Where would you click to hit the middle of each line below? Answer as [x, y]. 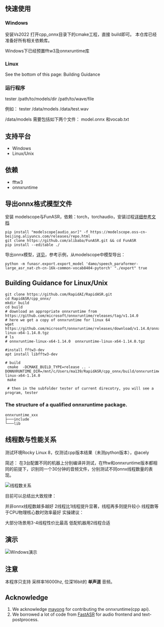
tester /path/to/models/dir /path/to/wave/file [50, 99]
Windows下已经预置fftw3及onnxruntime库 [47, 51]
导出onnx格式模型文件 [39, 204]
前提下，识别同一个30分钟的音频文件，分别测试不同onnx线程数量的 [81, 469]
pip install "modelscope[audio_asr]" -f [47, 232]
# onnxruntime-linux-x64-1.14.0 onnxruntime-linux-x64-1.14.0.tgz [75, 341]
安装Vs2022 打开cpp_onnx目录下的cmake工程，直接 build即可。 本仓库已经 [81, 34]
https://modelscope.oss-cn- [119, 232]
